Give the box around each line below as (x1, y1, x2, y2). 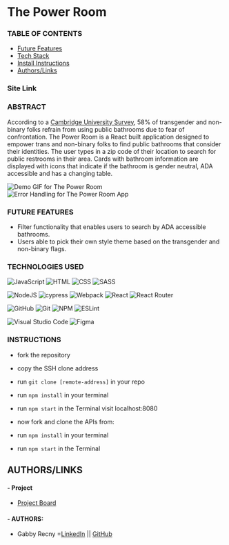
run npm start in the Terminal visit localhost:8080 (17, 404, 158, 413)
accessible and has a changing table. (7, 169, 113, 177)
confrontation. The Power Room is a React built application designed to (7, 132, 210, 141)
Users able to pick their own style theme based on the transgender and (17, 237, 220, 246)
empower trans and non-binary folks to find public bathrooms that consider (7, 139, 221, 148)
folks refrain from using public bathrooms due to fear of (26, 125, 185, 133)
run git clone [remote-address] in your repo (17, 377, 145, 386)
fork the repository (17, 350, 71, 359)
